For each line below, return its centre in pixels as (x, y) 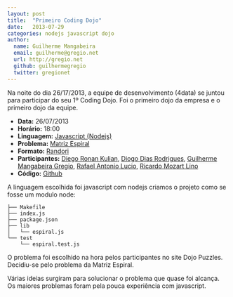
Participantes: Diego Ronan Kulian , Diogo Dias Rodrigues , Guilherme (117, 158)
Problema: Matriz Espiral (53, 143)
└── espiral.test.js (50, 244)
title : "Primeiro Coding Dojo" (54, 20)
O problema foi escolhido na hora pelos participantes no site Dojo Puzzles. (115, 257)
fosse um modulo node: (41, 194)
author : (19, 40)
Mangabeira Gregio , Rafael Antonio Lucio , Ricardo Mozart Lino (108, 166)
